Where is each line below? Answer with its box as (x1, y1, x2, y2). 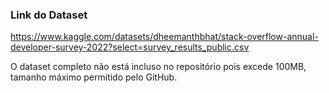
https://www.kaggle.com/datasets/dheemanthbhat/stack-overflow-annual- (10, 31, 319, 43)
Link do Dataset (10, 8, 88, 22)
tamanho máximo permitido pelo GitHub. (10, 71, 178, 83)
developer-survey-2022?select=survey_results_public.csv (10, 41, 250, 53)
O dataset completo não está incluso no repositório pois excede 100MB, (10, 61, 307, 73)
